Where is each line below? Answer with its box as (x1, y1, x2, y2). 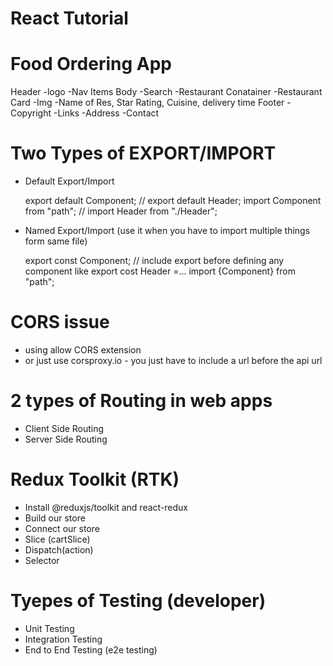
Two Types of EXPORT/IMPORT (10, 142, 277, 165)
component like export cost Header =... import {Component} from (24, 265, 296, 277)
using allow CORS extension (24, 344, 142, 356)
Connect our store (24, 522, 100, 534)
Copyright (10, 107, 52, 119)
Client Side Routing (24, 422, 105, 434)
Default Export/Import (24, 175, 115, 187)
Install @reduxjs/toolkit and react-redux (24, 501, 188, 513)
